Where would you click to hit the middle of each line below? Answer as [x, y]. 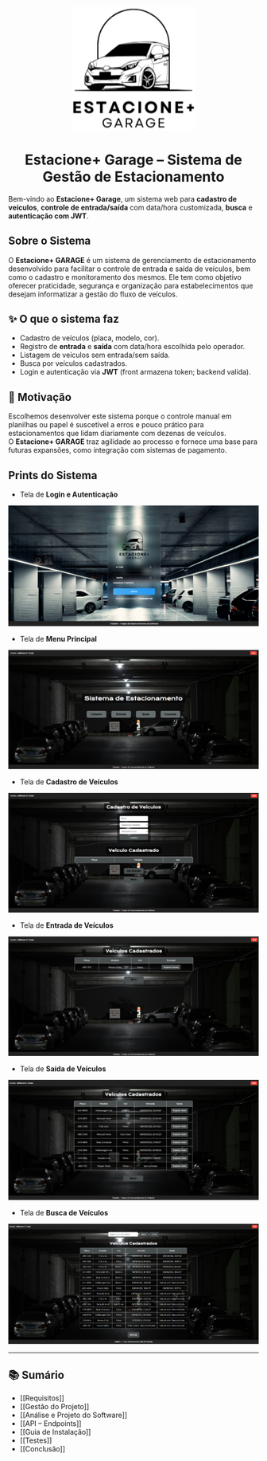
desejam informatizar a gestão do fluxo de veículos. [93, 294]
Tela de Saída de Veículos [63, 1068]
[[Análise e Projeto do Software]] [74, 1415]
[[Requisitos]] [42, 1398]
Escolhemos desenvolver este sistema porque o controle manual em [120, 416]
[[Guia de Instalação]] [55, 1432]
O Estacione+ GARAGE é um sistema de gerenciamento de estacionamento [132, 260]
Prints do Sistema [53, 475]
